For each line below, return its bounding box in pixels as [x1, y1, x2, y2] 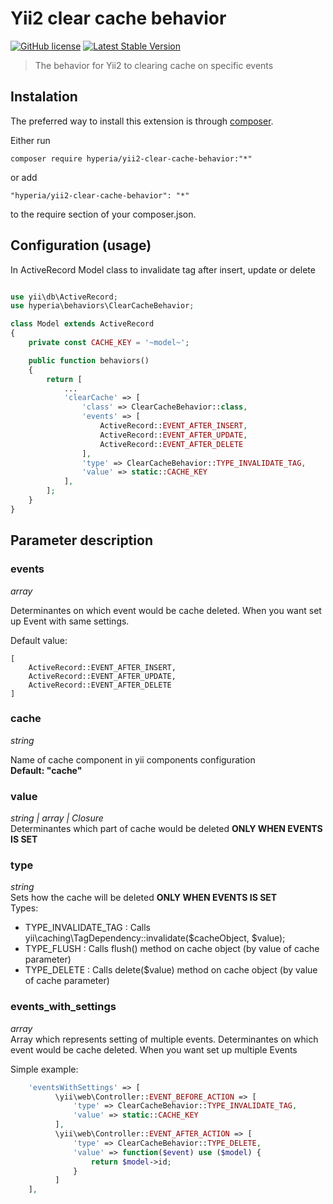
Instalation [10, 88, 78, 106]
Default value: [10, 634, 68, 646]
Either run [10, 134, 51, 146]
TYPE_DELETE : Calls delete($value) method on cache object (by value [24, 964, 318, 976]
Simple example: [10, 1063, 79, 1075]
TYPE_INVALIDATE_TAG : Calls [24, 922, 151, 934]
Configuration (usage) [10, 237, 152, 254]
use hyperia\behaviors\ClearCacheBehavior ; [10, 301, 195, 311]
